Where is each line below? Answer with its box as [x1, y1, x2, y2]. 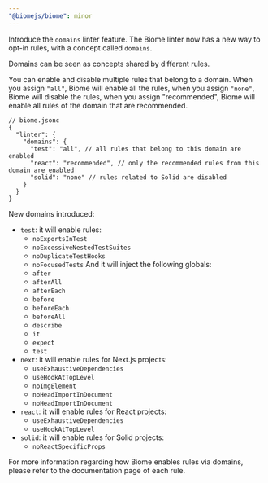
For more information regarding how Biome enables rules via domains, [8, 457, 244, 467]
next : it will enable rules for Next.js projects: [19, 354, 168, 364]
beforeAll [32, 313, 67, 321]
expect [32, 339, 55, 347]
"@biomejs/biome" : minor [8, 11, 93, 20]
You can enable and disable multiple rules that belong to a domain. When [8, 74, 253, 84]
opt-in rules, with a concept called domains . [8, 42, 153, 53]
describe [32, 321, 63, 330]
